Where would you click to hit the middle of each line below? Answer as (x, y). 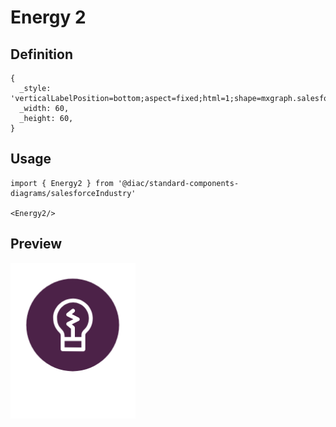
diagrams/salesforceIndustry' (73, 193)
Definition (41, 54)
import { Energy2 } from (62, 183)
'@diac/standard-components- (178, 183)
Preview (36, 244)
